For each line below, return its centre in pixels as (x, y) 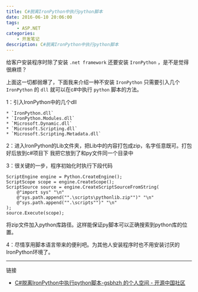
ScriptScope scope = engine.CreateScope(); (60, 182)
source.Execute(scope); (35, 213)
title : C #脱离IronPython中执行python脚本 (55, 12)
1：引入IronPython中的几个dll (42, 102)
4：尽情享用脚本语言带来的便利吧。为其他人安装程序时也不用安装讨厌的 (93, 244)
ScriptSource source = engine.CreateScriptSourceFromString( (83, 187)
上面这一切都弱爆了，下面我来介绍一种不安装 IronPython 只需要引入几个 (93, 82)
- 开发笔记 (28, 39)
